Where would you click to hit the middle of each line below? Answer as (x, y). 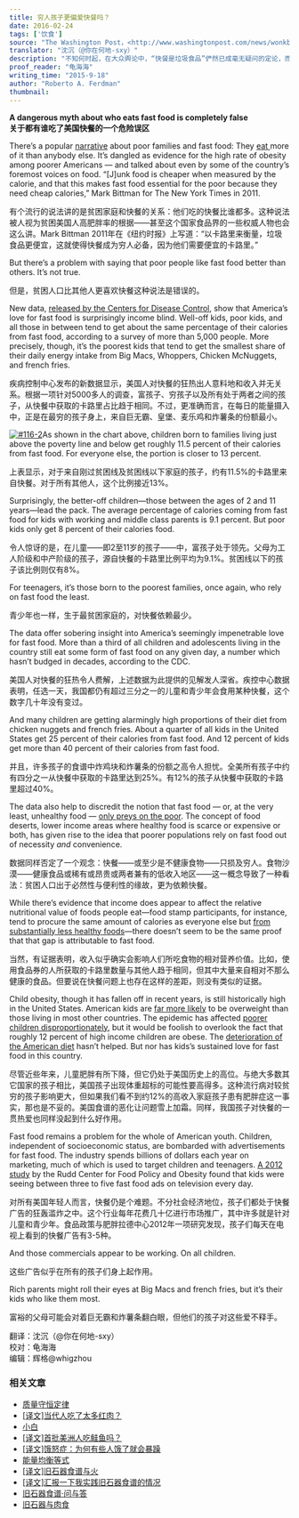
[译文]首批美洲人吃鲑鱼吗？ (72, 1437)
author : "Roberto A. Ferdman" (65, 84)
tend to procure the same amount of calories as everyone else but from (140, 921)
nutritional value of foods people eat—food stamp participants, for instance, (148, 912)
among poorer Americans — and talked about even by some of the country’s (149, 165)
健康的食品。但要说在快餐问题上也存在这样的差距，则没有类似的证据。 (138, 981)
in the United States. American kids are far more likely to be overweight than (149, 1008)
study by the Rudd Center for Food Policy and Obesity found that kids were (147, 1174)
